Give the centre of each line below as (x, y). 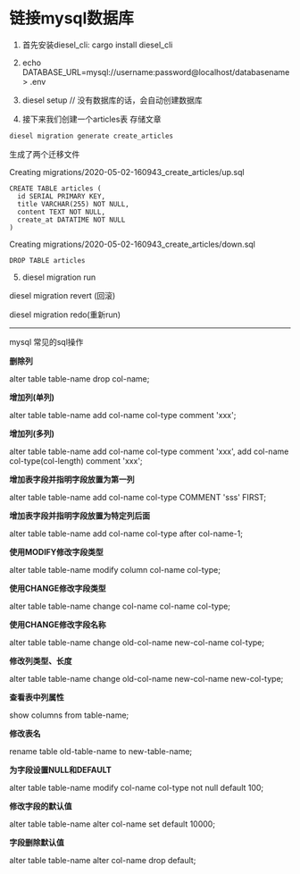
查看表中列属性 (37, 697)
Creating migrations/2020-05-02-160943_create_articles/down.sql (133, 244)
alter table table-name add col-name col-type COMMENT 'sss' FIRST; (138, 497)
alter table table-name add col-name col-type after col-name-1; (126, 534)
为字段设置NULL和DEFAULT (60, 769)
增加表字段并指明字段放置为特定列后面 (79, 516)
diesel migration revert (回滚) (62, 295)
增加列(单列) (32, 397)
